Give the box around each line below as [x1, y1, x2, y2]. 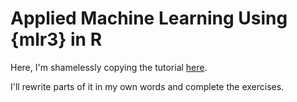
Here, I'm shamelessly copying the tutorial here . [10, 61, 208, 73]
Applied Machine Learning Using [10, 7, 288, 30]
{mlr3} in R [10, 28, 103, 51]
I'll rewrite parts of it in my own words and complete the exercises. [10, 80, 285, 92]
